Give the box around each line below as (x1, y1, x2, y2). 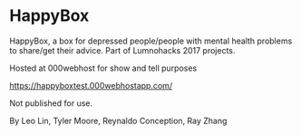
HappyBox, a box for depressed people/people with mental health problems (9, 35, 293, 46)
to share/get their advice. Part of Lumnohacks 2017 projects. (9, 44, 236, 55)
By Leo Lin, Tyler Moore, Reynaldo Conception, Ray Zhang (9, 115, 228, 126)
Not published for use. (9, 97, 93, 109)
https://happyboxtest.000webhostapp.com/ (9, 80, 173, 91)
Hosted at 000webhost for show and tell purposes (9, 63, 198, 73)
